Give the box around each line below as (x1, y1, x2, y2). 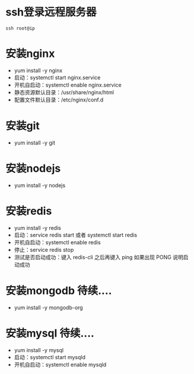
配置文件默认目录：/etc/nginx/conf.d (14, 96, 104, 103)
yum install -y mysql (14, 346, 63, 353)
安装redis (5, 204, 52, 218)
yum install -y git (14, 139, 56, 146)
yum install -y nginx (14, 66, 63, 74)
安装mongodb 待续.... (5, 284, 112, 297)
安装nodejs (5, 162, 61, 175)
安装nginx (5, 47, 55, 60)
